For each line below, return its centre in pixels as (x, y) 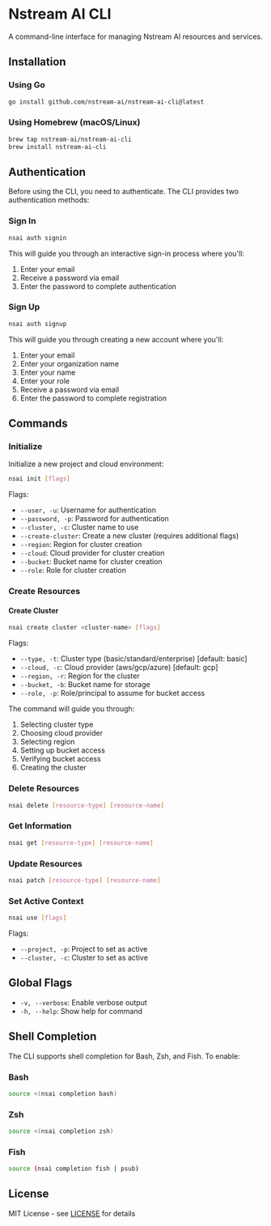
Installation (37, 62)
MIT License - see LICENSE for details (72, 1213)
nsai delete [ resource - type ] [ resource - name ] (86, 805)
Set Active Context (46, 901)
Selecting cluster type (57, 724)
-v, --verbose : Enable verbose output (83, 1002)
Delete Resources (44, 788)
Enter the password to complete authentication (98, 286)
